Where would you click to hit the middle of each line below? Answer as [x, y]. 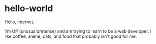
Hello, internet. [20, 22]
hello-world [29, 8]
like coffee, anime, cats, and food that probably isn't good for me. [71, 36]
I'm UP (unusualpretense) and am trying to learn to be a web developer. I [78, 31]
